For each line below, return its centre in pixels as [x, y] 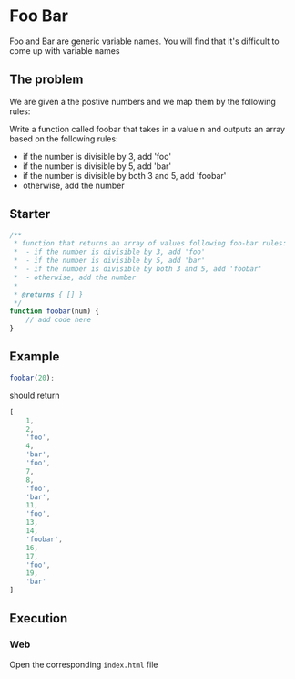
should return [35, 395]
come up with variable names [65, 50]
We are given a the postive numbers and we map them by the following [142, 101]
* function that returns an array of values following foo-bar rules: [150, 244]
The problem [46, 80]
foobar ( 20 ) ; [32, 378]
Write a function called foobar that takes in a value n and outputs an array [147, 129]
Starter [30, 214]
